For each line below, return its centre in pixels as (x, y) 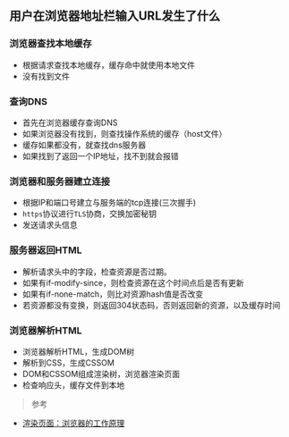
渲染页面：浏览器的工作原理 (73, 423)
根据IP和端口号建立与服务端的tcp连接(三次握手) (109, 203)
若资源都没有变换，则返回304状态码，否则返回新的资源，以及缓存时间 (151, 305)
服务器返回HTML (46, 250)
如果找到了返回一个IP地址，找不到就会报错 (100, 155)
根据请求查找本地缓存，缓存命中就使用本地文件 (108, 64)
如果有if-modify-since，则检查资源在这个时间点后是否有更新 (133, 282)
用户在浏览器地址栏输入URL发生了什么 (115, 16)
